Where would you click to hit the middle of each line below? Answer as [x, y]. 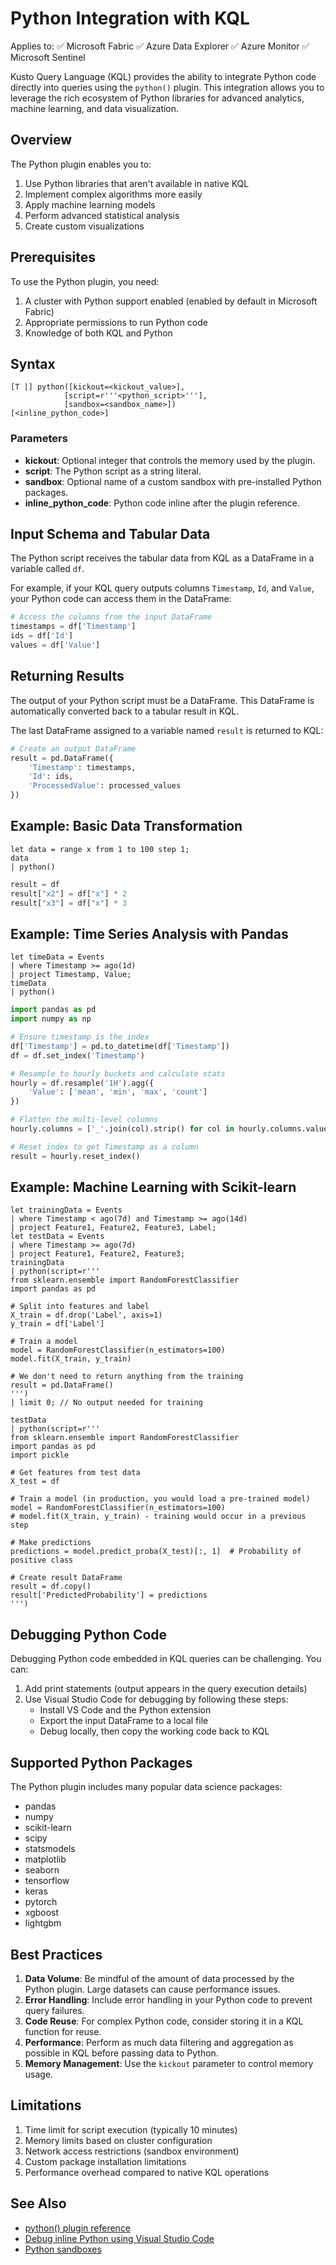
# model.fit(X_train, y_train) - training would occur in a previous [158, 1517]
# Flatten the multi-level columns [84, 1120]
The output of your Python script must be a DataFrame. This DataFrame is [162, 700]
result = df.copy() [51, 1587]
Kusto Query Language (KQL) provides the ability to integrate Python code [163, 76]
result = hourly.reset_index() [75, 1156]
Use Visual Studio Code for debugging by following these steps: [156, 1699]
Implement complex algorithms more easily [113, 194]
